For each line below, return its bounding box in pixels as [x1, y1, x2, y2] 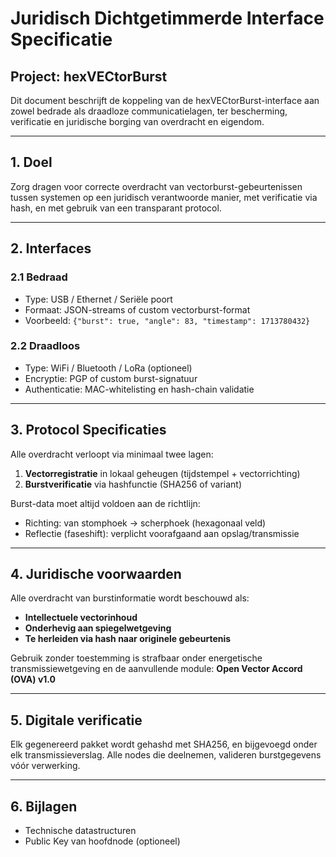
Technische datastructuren [24, 825, 137, 837]
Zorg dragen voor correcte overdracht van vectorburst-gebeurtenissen [10, 180, 303, 192]
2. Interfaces [10, 240, 92, 257]
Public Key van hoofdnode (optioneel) [24, 835, 181, 847]
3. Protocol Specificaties [10, 422, 167, 439]
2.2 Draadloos [10, 339, 81, 353]
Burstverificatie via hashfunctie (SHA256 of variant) [24, 478, 243, 490]
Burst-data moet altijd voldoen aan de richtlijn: [10, 497, 201, 509]
